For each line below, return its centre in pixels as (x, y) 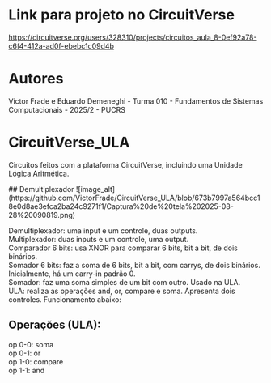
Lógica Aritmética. (39, 173)
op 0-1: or (25, 353)
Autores (36, 79)
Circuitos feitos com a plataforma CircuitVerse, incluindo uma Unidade (125, 164)
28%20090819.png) (42, 215)
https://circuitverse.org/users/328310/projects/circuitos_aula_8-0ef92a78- (133, 37)
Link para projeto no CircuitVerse (121, 15)
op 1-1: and (27, 370)
